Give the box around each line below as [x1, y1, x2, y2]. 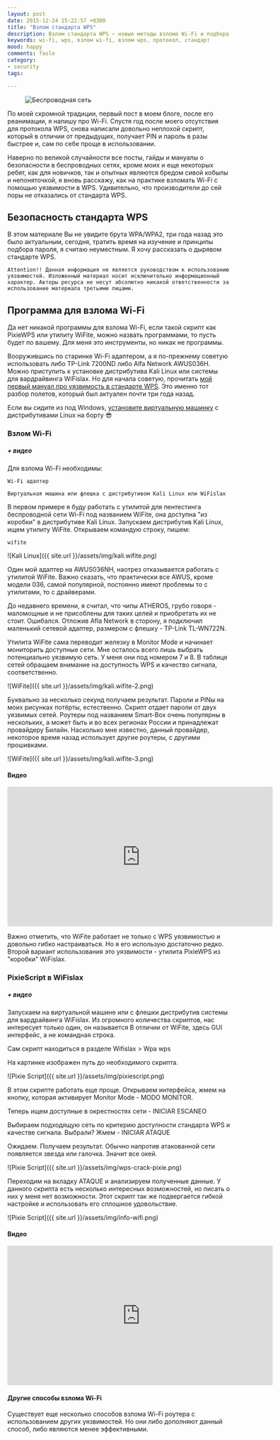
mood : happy [7, 43, 42, 50]
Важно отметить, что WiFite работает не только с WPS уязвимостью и [7, 932, 221, 941]
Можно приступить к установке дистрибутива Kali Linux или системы [7, 367, 218, 376]
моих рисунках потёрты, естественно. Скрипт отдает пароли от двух [7, 703, 217, 711]
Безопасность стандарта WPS [7, 211, 148, 223]
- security [7, 63, 40, 70]
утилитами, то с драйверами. [7, 588, 97, 597]
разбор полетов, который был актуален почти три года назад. [7, 389, 195, 398]
